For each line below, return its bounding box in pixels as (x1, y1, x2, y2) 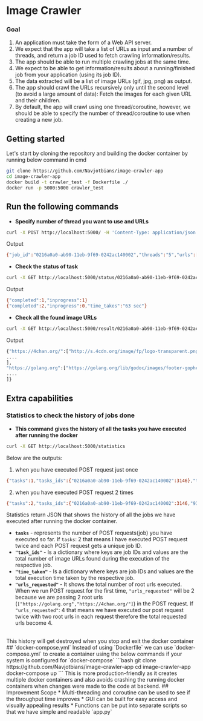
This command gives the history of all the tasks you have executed (14, 425, 187, 432)
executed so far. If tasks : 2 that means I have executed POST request (14, 536, 188, 543)
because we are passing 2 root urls (14, 594, 103, 601)
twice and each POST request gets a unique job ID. (14, 542, 142, 550)
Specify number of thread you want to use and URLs (14, 217, 149, 225)
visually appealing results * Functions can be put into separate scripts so (6, 702, 187, 709)
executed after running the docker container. (6, 518, 118, 525)
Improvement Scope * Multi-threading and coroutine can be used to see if (6, 689, 190, 696)
